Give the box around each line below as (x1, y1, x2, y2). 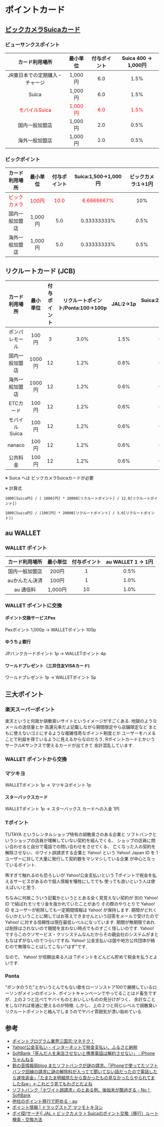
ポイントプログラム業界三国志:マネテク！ (12, 1038, 95, 1044)
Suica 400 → (122, 55, 152, 61)
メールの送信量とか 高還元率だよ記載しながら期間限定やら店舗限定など (5, 724, 147, 730)
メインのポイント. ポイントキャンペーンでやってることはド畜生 (21, 990, 148, 996)
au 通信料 (14, 586, 36, 593)
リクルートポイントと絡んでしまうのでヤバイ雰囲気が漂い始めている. (5, 1008, 143, 1014)
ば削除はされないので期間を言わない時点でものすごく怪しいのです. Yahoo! (5, 925, 154, 931)
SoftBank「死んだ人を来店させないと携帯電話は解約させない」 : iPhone (12, 1050, 155, 1056)
